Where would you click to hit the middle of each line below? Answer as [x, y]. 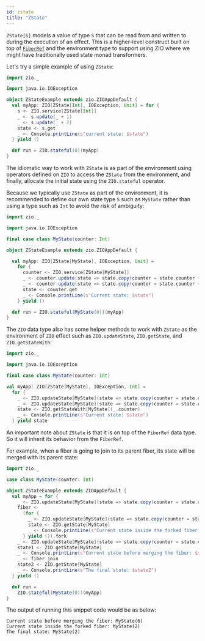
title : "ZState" [27, 18]
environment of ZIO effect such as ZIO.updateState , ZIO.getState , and [94, 336]
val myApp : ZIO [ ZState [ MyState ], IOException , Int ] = [76, 387]
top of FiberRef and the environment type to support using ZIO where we [98, 48]
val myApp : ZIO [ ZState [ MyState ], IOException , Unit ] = [83, 261]
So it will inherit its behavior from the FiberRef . [65, 439]
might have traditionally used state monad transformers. [77, 54]
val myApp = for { [35, 496]
